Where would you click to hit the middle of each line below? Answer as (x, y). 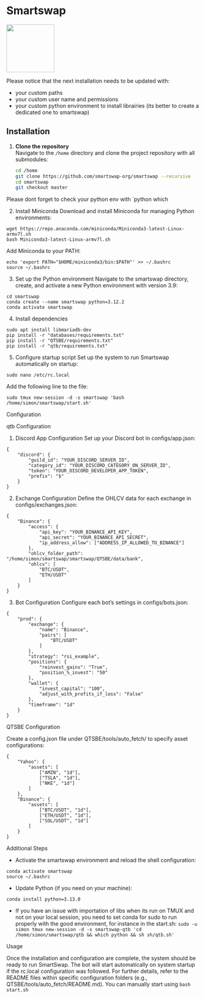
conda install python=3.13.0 (43, 899)
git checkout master (41, 187)
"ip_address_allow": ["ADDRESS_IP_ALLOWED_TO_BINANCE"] (112, 543)
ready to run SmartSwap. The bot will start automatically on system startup (101, 965)
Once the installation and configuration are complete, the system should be (101, 958)
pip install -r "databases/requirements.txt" (65, 335)
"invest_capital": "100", (72, 689)
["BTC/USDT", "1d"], (65, 810)
